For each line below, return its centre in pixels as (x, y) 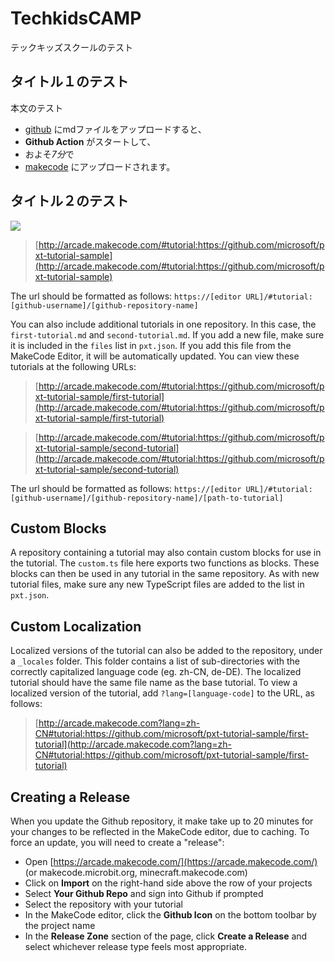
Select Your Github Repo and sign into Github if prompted (144, 893)
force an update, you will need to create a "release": (117, 842)
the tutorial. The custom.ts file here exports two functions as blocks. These (165, 563)
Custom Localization (76, 626)
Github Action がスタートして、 (90, 141)
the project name (60, 925)
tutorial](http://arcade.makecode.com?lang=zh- (133, 744)
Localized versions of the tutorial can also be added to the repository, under (166, 651)
